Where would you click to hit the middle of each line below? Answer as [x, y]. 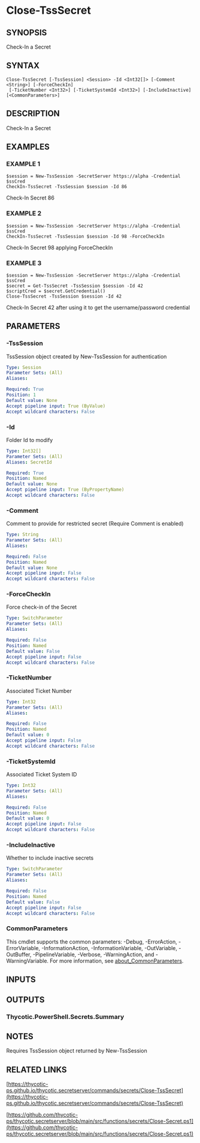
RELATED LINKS [37, 1070]
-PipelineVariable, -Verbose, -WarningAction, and [93, 954]
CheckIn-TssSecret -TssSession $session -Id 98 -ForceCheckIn [85, 236]
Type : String [22, 535]
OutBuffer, [19, 954]
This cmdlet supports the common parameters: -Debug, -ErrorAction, [92, 942]
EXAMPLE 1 [23, 164]
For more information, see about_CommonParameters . [117, 961]
